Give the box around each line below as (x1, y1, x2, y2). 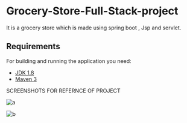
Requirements (6, 41, 60, 52)
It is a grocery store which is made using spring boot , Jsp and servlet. (6, 24, 182, 31)
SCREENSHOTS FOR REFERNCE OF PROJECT (6, 87, 121, 94)
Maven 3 (14, 75, 37, 82)
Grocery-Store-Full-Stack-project (6, 4, 179, 18)
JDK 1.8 (14, 69, 34, 76)
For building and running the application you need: (6, 57, 132, 64)
